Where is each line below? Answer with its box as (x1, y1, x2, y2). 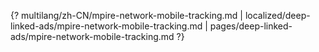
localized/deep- (244, 10, 311, 21)
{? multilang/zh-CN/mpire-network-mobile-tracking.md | (10, 10, 243, 21)
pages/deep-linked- (209, 20, 293, 32)
